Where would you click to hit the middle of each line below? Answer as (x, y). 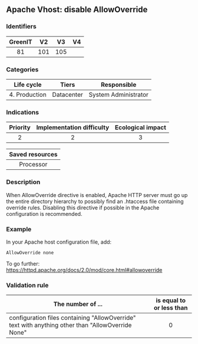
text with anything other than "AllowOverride (70, 325)
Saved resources (33, 155)
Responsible (119, 84)
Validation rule (27, 285)
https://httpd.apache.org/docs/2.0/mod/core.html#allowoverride (84, 270)
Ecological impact (141, 127)
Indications (23, 112)
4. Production (28, 94)
